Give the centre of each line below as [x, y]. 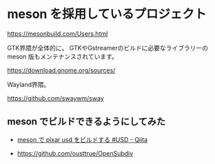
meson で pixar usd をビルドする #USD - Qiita [82, 139]
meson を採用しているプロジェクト [107, 14]
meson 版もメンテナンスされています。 [63, 57]
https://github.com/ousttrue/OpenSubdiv [75, 153]
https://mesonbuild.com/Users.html [58, 33]
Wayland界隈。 [29, 84]
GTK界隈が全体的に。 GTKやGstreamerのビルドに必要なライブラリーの [108, 48]
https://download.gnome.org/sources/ [61, 70]
